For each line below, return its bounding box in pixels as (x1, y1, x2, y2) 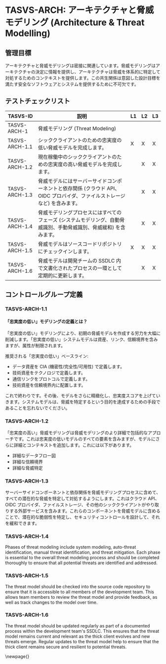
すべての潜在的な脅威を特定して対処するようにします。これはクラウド (5, 495, 147, 501)
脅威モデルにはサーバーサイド (38, 177, 107, 184)
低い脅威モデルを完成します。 (38, 144, 107, 151)
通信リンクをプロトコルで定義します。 (12, 376, 90, 382)
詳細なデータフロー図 (12, 452, 56, 458)
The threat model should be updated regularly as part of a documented (5, 622, 150, 628)
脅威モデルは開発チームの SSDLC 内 (38, 257, 121, 264)
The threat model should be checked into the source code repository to (5, 583, 151, 589)
